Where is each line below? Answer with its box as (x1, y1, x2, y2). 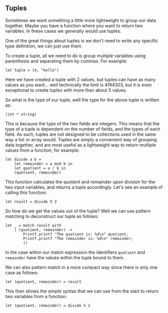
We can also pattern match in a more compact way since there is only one (5, 264, 158, 270)
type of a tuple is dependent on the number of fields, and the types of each (5, 126, 160, 132)
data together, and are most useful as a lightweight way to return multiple (5, 142, 156, 148)
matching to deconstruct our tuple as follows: (5, 213, 99, 219)
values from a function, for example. (5, 147, 80, 153)
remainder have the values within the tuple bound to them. (5, 254, 125, 260)
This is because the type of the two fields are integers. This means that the (5, 120, 160, 127)
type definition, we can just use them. (5, 43, 83, 49)
